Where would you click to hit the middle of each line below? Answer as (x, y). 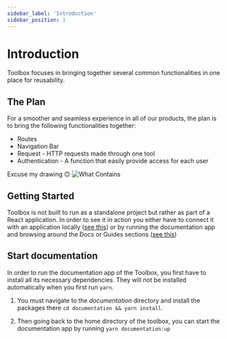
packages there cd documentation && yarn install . (90, 307)
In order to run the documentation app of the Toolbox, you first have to (107, 272)
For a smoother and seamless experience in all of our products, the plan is (112, 118)
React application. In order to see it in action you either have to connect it (110, 220)
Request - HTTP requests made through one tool (86, 154)
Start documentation (52, 256)
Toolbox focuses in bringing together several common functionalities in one (114, 73)
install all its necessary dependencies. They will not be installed (97, 280)
